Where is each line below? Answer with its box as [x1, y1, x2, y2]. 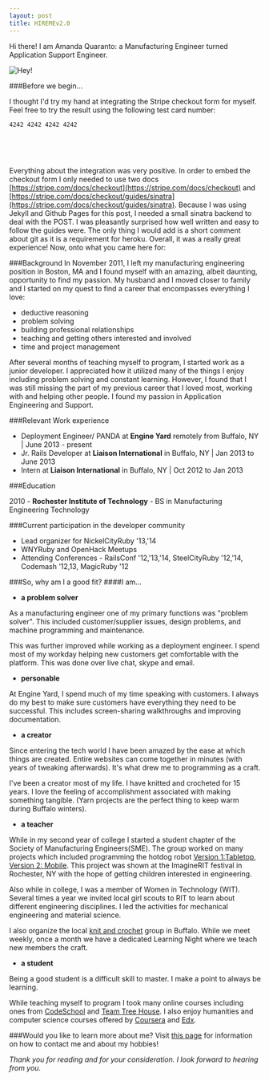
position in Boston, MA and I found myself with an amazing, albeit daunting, [9, 266, 259, 276]
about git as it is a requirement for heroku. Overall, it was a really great [9, 234, 241, 243]
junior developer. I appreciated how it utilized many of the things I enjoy [9, 366, 245, 376]
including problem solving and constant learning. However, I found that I [9, 374, 247, 384]
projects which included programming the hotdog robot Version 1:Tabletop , [9, 851, 257, 861]
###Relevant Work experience [9, 415, 110, 425]
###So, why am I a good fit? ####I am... [9, 577, 143, 587]
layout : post [9, 11, 53, 20]
